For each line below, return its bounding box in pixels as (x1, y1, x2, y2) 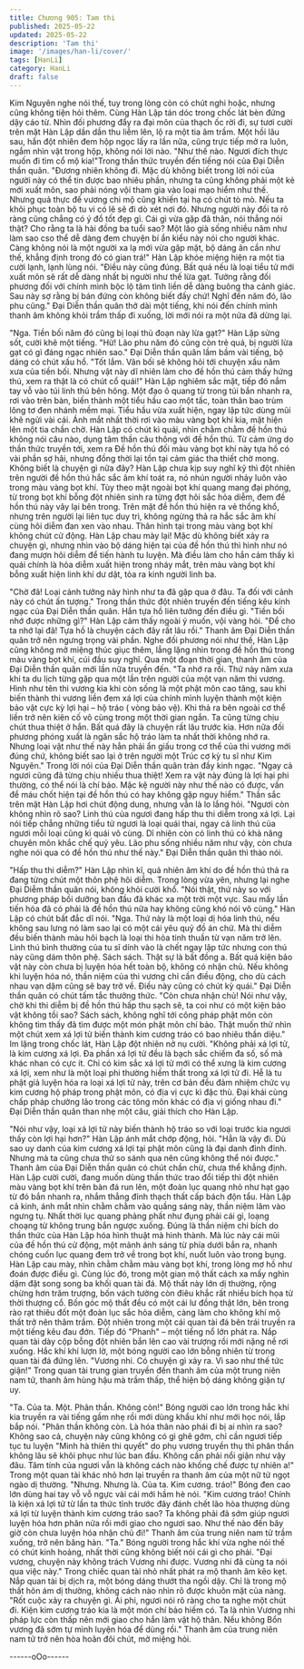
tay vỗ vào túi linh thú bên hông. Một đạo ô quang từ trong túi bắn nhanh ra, (9, 385, 293, 396)
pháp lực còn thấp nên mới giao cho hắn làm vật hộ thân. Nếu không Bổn (9, 1614, 282, 1624)
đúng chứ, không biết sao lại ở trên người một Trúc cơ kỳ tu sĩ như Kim (9, 750, 272, 761)
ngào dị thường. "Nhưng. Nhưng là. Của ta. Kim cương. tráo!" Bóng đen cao (9, 1478, 291, 1490)
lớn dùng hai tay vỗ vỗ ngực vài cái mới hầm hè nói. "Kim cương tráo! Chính (9, 1488, 291, 1499)
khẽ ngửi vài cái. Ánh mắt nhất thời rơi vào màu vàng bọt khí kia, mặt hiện (9, 414, 283, 425)
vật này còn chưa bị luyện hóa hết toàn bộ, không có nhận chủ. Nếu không (9, 960, 289, 972)
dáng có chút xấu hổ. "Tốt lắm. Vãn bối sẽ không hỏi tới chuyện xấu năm (9, 356, 280, 367)
